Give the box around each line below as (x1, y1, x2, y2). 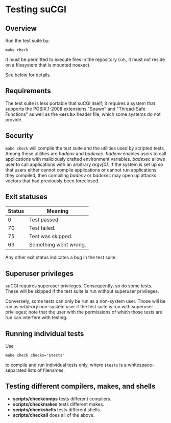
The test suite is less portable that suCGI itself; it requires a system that (5, 100, 156, 106)
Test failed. (29, 224, 56, 231)
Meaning (46, 207, 69, 215)
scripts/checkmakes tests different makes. (12, 401, 105, 407)
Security (5, 132, 33, 140)
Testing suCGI (5, 4, 67, 15)
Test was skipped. (29, 233, 72, 240)
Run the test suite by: (5, 37, 50, 44)
